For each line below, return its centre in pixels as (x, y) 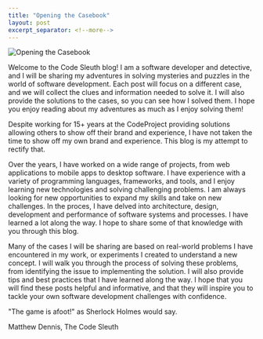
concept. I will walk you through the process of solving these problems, (123, 263)
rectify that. (27, 149)
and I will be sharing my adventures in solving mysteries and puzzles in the (129, 76)
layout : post (29, 23)
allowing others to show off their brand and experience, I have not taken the (130, 133)
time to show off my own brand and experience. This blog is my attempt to (128, 141)
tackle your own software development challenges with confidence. (117, 297)
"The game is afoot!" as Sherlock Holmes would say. (93, 312)
